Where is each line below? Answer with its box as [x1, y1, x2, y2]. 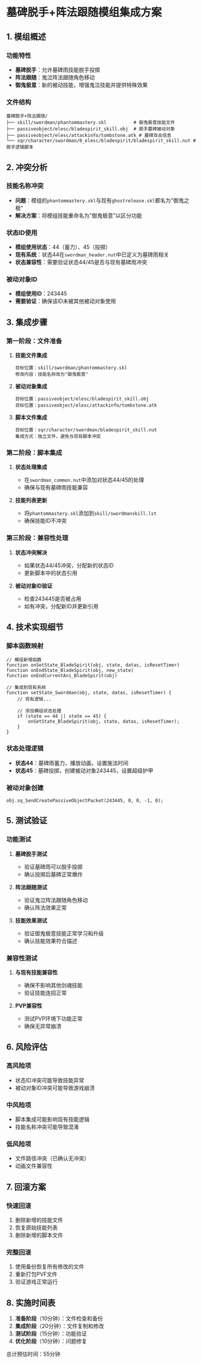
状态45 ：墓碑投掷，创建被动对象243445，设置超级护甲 [15, 767, 154, 774]
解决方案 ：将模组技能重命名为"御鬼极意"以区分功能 [15, 211, 142, 219]
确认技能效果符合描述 [24, 937, 77, 944]
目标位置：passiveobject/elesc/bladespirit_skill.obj [15, 396, 149, 402]
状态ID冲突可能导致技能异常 [15, 1076, 85, 1084]
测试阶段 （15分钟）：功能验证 [15, 1330, 87, 1338]
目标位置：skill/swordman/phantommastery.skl [15, 365, 128, 371]
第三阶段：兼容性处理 [6, 534, 68, 542]
